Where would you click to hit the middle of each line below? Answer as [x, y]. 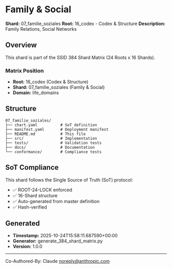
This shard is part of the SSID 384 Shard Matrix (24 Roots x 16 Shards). [80, 57]
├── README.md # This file [46, 134]
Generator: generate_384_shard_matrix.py [58, 241]
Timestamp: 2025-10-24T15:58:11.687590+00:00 [65, 236]
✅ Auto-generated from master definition [56, 201]
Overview [21, 45]
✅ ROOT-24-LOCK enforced [42, 190]
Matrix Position [25, 71]
